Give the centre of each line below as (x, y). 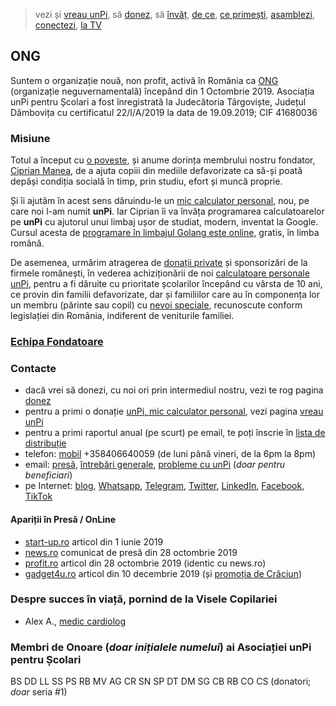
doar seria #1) (39, 692)
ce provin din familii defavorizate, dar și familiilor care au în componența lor (165, 295)
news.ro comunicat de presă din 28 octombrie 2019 (131, 552)
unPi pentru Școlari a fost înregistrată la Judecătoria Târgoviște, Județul (158, 101)
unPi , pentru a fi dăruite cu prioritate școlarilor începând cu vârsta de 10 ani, (166, 284)
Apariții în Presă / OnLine (63, 519)
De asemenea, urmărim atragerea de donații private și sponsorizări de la (159, 263)
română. (27, 243)
